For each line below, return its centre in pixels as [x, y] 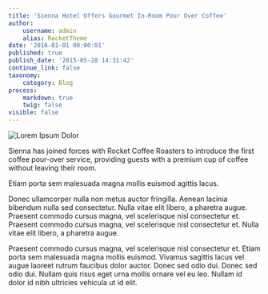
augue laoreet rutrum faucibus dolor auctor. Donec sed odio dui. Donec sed [133, 266]
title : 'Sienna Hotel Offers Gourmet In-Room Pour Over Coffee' [118, 16]
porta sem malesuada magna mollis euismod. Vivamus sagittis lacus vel [126, 257]
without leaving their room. [53, 168]
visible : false [34, 113]
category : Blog [48, 83]
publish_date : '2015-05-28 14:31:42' [71, 61]
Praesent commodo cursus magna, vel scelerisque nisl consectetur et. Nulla [134, 224]
